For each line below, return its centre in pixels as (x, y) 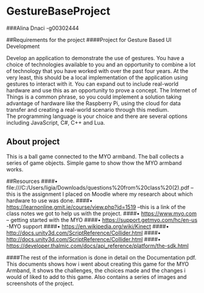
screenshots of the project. (40, 283)
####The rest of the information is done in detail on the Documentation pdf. (101, 257)
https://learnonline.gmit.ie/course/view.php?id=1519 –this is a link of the (96, 207)
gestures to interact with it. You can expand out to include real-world (92, 84)
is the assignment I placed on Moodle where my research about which (105, 194)
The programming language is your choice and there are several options (97, 116)
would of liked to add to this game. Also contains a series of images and (97, 277)
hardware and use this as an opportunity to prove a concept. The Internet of (102, 90)
